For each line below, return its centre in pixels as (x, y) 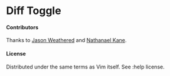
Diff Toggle (34, 11)
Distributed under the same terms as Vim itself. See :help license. (85, 67)
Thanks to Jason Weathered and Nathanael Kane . (66, 40)
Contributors (22, 27)
